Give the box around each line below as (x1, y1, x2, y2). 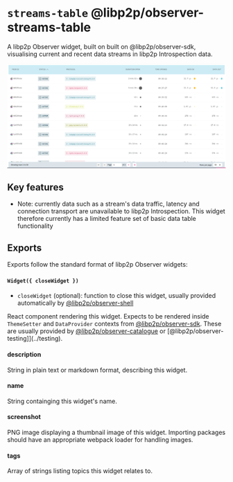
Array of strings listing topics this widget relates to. (7, 467, 153, 475)
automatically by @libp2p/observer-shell (17, 299, 134, 307)
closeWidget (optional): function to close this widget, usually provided (17, 292, 216, 300)
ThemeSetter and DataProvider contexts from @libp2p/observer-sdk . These (7, 320, 222, 328)
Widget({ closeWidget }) (7, 277, 79, 285)
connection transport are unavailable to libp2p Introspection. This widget (17, 207, 225, 215)
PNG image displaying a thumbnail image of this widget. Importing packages (7, 428, 226, 437)
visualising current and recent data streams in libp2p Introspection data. (7, 50, 213, 58)
